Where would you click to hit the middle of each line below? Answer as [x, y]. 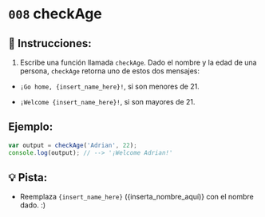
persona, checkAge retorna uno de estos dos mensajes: [110, 71]
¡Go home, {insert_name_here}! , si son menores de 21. [109, 86]
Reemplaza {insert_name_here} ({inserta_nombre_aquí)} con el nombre [136, 197]
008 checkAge [55, 14]
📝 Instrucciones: [50, 43]
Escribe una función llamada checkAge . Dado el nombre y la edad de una [138, 62]
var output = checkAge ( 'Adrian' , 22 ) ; [73, 145]
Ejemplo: [31, 127]
